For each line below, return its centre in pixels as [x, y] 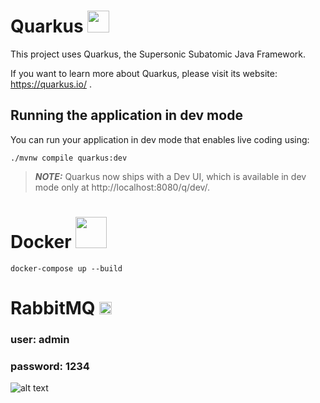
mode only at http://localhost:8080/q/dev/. [122, 187]
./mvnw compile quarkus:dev [69, 158]
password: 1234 [50, 366]
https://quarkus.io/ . [51, 84]
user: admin [40, 339]
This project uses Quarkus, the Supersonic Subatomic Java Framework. [158, 54]
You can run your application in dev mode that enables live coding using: [160, 139]
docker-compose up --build [66, 268]
